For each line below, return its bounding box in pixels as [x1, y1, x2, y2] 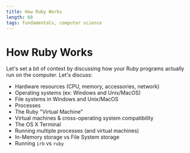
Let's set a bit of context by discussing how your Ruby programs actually [6, 65, 185, 72]
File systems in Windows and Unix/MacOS [14, 96, 119, 103]
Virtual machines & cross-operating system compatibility [14, 114, 154, 122]
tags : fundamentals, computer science [6, 20, 102, 26]
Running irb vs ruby [14, 140, 64, 147]
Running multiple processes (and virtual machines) [14, 127, 140, 135]
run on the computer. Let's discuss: [6, 71, 93, 79]
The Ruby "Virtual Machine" [14, 108, 83, 115]
